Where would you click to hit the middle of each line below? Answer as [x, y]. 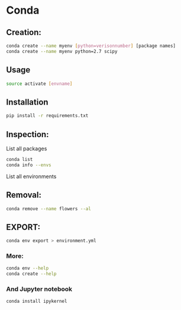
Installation [27, 102]
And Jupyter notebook [39, 289]
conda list [20, 159]
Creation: [24, 32]
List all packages [27, 148]
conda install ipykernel [37, 301]
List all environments [31, 176]
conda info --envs [29, 165]
